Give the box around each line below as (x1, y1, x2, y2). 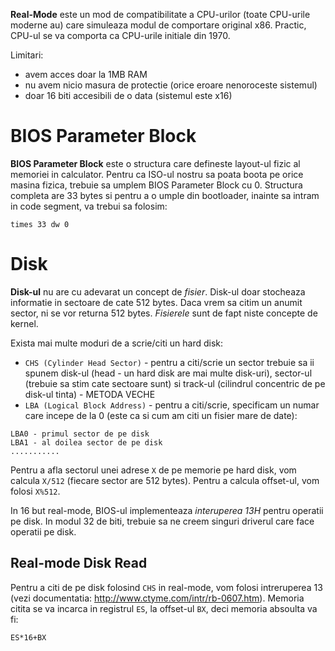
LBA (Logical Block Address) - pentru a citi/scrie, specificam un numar (24, 399, 320, 411)
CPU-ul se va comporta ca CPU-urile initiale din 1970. (10, 30, 231, 41)
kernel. (10, 317, 39, 329)
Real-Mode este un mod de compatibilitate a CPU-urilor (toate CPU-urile (10, 9, 311, 20)
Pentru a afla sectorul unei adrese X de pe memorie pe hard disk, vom (10, 464, 297, 476)
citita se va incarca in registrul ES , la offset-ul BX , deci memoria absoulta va (10, 602, 318, 614)
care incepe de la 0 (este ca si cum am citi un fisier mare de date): (24, 409, 298, 421)
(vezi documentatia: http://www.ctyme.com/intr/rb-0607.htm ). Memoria (10, 592, 305, 604)
